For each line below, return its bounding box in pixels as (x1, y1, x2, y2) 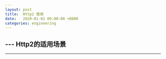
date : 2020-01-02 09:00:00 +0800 (5, 16, 79, 21)
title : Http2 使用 (5, 12, 44, 17)
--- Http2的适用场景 (5, 40, 67, 48)
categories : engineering (5, 20, 56, 26)
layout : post (5, 7, 32, 12)
